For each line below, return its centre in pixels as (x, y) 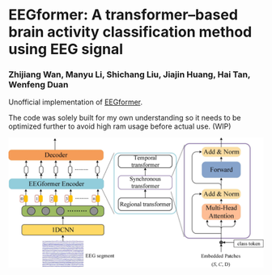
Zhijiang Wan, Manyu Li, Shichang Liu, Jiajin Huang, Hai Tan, (130, 74)
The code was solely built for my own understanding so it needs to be (125, 118)
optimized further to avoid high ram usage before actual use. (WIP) (120, 126)
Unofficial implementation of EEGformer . (76, 102)
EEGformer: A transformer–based (123, 15)
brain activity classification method (130, 32)
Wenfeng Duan (38, 85)
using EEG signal (66, 49)
